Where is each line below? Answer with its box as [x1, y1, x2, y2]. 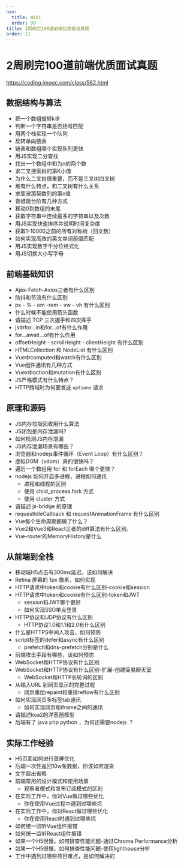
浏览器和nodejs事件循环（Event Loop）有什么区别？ [14, 450, 144, 457]
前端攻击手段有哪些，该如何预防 [14, 651, 94, 659]
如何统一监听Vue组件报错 [14, 822, 78, 830]
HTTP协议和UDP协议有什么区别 [14, 614, 93, 621]
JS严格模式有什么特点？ [14, 376, 74, 383]
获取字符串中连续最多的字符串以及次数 [14, 212, 110, 220]
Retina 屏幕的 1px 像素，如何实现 [14, 576, 96, 584]
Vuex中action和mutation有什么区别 [14, 368, 102, 376]
